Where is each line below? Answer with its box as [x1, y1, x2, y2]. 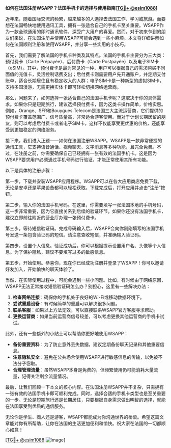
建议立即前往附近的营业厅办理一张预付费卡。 [5, 215, 99, 221]
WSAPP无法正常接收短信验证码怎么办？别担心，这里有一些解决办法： [5, 283, 151, 289]
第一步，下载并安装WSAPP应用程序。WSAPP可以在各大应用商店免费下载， [5, 178, 162, 184]
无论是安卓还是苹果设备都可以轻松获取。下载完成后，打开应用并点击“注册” [5, 185, 161, 191]
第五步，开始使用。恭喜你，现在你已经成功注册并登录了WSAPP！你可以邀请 [5, 260, 164, 266]
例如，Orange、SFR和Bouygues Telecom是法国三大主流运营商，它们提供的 [5, 108, 163, 114]
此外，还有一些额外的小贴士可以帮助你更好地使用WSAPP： [5, 331, 129, 336]
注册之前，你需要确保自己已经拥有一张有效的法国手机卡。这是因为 [18, 150, 157, 156]
